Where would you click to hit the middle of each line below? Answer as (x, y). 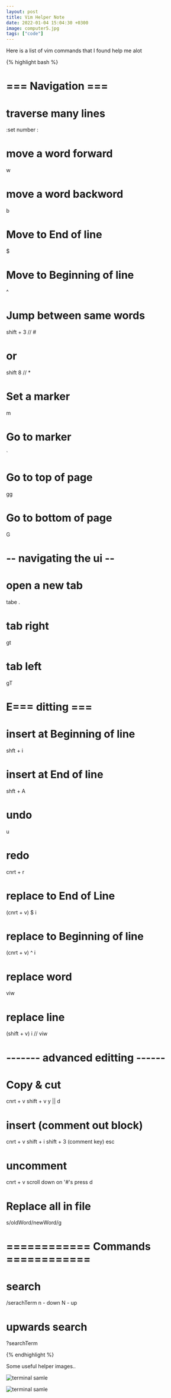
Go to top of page (49, 477)
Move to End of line (54, 235)
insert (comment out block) (75, 1125)
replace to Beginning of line (75, 936)
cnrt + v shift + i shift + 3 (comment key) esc (60, 1142)
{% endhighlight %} (30, 1355)
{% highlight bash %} (32, 62)
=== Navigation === (57, 86)
